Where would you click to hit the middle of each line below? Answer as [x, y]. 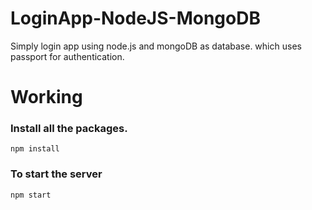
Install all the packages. [69, 129]
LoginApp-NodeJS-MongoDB [135, 18]
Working [46, 97]
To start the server [56, 174]
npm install [35, 149]
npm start [31, 195]
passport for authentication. [67, 56]
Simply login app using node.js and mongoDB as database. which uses [156, 46]
